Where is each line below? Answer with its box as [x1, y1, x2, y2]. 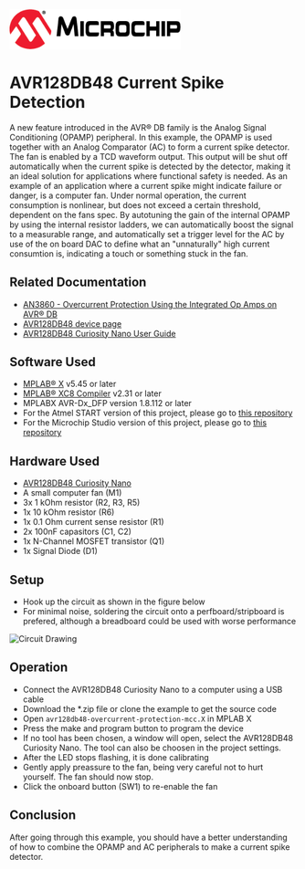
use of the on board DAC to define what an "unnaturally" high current [9, 238, 270, 249]
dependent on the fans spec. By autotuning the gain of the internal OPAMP [9, 209, 290, 220]
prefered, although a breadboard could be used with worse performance [22, 615, 297, 626]
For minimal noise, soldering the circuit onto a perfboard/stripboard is [22, 605, 285, 616]
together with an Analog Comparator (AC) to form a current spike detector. [9, 141, 290, 152]
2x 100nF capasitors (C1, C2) [22, 526, 132, 538]
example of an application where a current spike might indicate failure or [9, 180, 282, 191]
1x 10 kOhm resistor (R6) [22, 507, 115, 518]
